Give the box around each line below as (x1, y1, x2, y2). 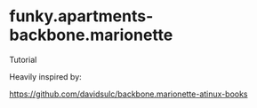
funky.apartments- (9, 6, 154, 27)
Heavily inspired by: (9, 71, 82, 81)
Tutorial (9, 54, 37, 65)
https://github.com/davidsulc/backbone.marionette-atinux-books (9, 89, 248, 99)
